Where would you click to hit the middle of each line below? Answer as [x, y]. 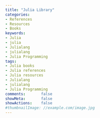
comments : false [29, 94]
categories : [17, 15]
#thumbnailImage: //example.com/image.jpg [50, 108]
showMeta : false [29, 98]
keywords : [15, 33]
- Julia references [25, 71]
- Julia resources [24, 75]
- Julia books [20, 66]
